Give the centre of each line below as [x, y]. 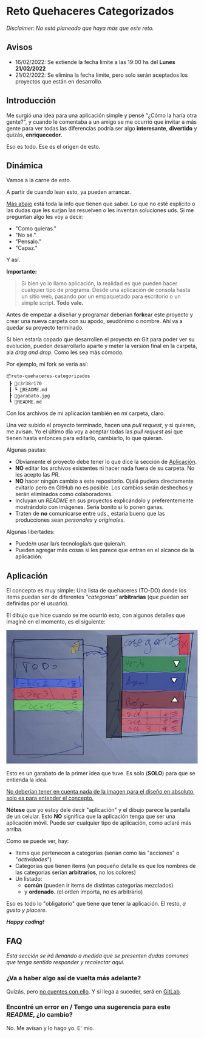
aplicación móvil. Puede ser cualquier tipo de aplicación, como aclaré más [99, 823]
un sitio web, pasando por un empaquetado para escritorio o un [101, 296]
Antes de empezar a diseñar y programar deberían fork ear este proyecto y [100, 315]
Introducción [31, 101]
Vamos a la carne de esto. [39, 180]
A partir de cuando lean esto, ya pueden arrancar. [69, 192]
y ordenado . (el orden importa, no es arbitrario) [83, 892]
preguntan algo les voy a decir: [45, 217]
